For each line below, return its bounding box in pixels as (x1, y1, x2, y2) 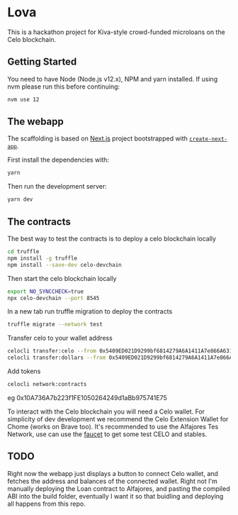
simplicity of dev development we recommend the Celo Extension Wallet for (7, 414, 229, 423)
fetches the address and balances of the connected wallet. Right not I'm (7, 477, 217, 485)
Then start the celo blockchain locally (7, 274, 117, 282)
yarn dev (7, 196, 33, 203)
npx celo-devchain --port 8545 (7, 294, 100, 301)
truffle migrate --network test (7, 321, 103, 328)
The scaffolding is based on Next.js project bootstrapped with (7, 134, 188, 143)
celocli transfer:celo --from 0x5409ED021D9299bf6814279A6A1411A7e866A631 (7, 348, 233, 355)
